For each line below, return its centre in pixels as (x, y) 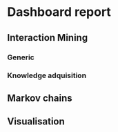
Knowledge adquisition (47, 75)
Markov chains (40, 98)
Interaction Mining (48, 38)
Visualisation (36, 122)
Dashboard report (59, 12)
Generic (21, 57)
